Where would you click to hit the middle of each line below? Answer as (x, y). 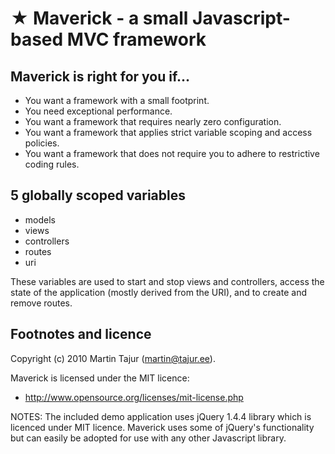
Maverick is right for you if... (100, 76)
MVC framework (136, 39)
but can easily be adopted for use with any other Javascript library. (148, 438)
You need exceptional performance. (98, 111)
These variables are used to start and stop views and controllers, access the (167, 281)
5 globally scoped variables (98, 195)
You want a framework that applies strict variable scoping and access (168, 132)
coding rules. (52, 164)
